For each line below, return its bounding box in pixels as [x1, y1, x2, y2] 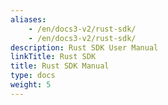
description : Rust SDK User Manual [10, 42, 159, 53]
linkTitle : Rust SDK [10, 52, 97, 62]
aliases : [10, 14, 47, 25]
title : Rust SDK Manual [10, 61, 110, 71]
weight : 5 [10, 80, 52, 90]
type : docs [10, 71, 56, 81]
